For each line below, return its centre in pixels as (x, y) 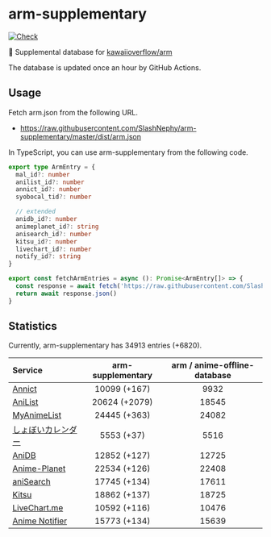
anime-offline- (224, 365)
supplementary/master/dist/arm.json (81, 136)
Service (27, 370)
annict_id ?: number (48, 189)
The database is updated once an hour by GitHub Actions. (105, 67)
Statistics (33, 326)
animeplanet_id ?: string (57, 227)
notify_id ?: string (48, 256)
